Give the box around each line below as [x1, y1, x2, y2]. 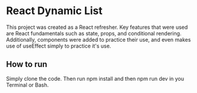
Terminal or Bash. [6, 81, 49, 88]
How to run [6, 59, 48, 69]
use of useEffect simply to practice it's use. [6, 42, 111, 49]
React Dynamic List [6, 4, 103, 18]
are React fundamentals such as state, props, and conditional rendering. [6, 29, 182, 36]
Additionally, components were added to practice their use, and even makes [6, 36, 191, 43]
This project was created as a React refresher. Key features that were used [6, 24, 188, 31]
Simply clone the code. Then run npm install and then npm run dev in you [6, 75, 185, 82]
